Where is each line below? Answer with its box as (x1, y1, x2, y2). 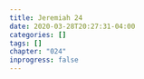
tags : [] (9, 38, 43, 48)
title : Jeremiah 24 (9, 13, 83, 23)
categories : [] (9, 30, 67, 39)
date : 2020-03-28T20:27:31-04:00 (9, 22, 136, 31)
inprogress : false (9, 55, 79, 64)
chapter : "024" (9, 47, 67, 56)
